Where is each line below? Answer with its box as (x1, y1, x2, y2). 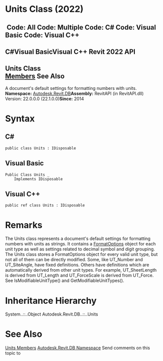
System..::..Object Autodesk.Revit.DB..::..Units (5, 311, 98, 317)
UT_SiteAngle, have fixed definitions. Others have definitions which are (5, 262, 150, 268)
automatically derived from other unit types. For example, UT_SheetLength (5, 267, 157, 273)
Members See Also (5, 72, 65, 80)
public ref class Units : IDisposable (5, 203, 85, 208)
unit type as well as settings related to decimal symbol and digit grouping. (5, 246, 155, 252)
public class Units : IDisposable (5, 146, 77, 151)
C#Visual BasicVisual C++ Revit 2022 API (5, 47, 136, 56)
